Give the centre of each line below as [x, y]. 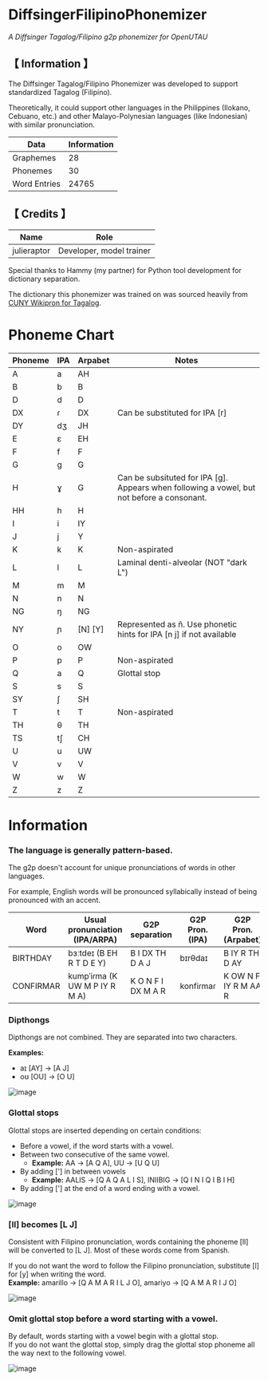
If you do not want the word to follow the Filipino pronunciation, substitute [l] [134, 1265]
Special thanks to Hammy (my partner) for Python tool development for [125, 270]
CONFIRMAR [36, 986]
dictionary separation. [44, 279]
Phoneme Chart [61, 335]
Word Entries [37, 184]
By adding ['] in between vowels [73, 1171]
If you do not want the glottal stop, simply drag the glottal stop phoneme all [132, 1345]
